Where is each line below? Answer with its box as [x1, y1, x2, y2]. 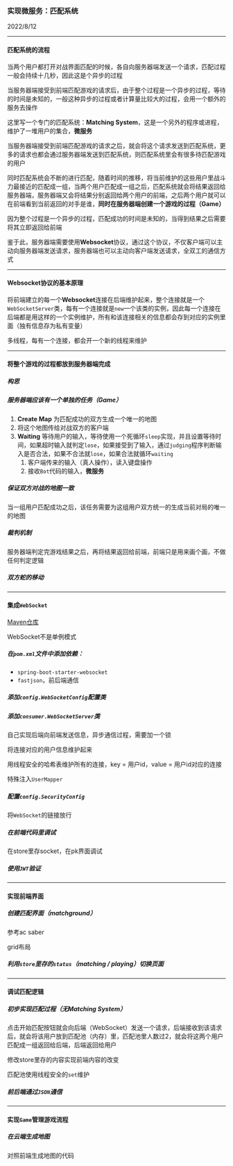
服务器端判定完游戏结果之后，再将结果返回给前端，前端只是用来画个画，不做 [7, 547, 226, 556]
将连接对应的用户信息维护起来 [7, 745, 92, 754]
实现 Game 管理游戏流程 [7, 1115, 69, 1124]
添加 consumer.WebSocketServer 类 [7, 711, 101, 720]
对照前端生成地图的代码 [7, 1151, 74, 1160]
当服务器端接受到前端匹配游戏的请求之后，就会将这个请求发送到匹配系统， [7, 141, 220, 150]
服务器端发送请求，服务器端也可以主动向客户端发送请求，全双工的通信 [19, 246, 220, 255]
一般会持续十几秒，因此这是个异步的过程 [7, 71, 123, 79]
